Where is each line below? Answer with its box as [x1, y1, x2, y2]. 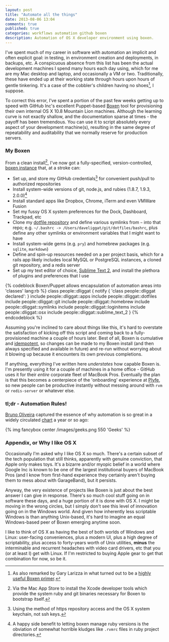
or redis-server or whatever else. [5, 387, 75, 393]
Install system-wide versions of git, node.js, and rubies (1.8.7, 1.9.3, [12, 186, 151, 192]
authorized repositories [12, 181, 61, 187]
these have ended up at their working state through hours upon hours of [5, 76, 155, 82]
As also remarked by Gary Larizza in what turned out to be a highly [12, 570, 151, 577]
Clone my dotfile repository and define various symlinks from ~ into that [12, 219, 161, 225]
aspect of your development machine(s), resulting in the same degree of [5, 124, 155, 130]
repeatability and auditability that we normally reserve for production [5, 129, 147, 135]
